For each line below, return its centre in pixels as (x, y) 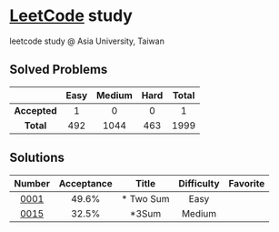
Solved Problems (59, 70)
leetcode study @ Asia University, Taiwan (87, 41)
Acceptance (86, 183)
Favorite (247, 183)
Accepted (35, 110)
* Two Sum (145, 198)
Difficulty (199, 183)
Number (32, 183)
